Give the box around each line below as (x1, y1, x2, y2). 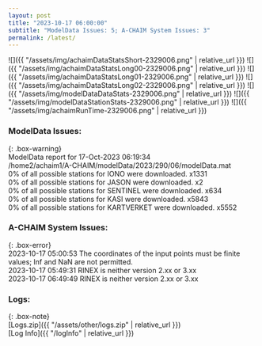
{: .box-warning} (8, 143, 62, 153)
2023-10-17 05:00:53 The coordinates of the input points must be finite (8, 249, 241, 258)
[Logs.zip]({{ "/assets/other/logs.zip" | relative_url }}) (8, 320, 181, 329)
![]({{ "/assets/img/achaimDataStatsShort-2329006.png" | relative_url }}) (8, 55, 245, 65)
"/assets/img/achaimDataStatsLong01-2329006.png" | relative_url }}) (18, 72, 245, 82)
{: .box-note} (8, 312, 50, 321)
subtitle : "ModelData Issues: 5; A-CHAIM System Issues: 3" (8, 26, 211, 34)
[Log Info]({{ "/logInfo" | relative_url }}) (8, 329, 135, 338)
